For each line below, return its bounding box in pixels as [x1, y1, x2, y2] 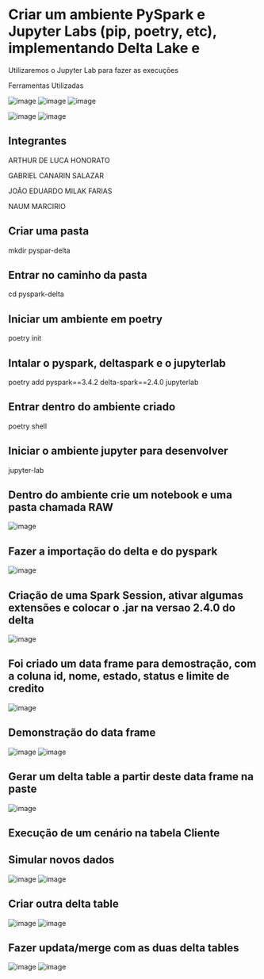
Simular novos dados [8, 853, 115, 867]
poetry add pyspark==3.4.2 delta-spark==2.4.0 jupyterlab [8, 378, 199, 387]
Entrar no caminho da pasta [8, 268, 147, 282]
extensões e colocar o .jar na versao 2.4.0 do [8, 600, 236, 615]
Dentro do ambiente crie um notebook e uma [8, 489, 232, 502]
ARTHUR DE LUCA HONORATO [8, 155, 110, 165]
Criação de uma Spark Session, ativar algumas [8, 589, 243, 602]
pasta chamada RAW [8, 501, 113, 514]
